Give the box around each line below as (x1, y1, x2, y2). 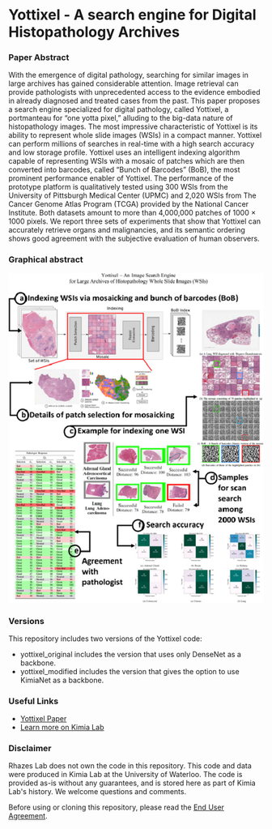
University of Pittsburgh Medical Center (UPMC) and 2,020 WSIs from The (8, 190, 257, 200)
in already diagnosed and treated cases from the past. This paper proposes (8, 96, 261, 106)
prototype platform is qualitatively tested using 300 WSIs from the (8, 182, 228, 192)
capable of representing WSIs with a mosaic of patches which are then (8, 156, 245, 166)
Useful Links (8, 695, 59, 707)
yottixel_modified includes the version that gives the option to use (19, 666, 240, 676)
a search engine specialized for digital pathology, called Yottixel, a (8, 105, 229, 114)
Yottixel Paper (19, 714, 67, 724)
